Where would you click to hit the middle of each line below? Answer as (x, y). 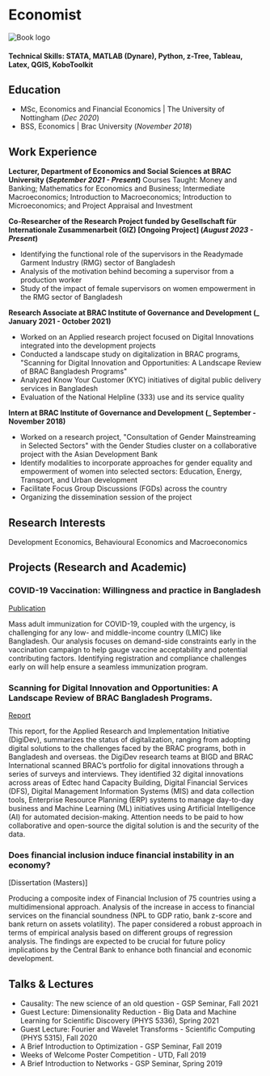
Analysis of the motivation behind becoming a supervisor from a (127, 272)
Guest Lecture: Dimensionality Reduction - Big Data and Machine (128, 1012)
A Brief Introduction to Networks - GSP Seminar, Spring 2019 (121, 1064)
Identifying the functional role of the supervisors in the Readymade (132, 254)
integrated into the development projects (88, 346)
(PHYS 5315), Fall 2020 (59, 1038)
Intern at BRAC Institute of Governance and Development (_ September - (132, 413)
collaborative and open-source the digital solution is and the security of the (134, 825)
